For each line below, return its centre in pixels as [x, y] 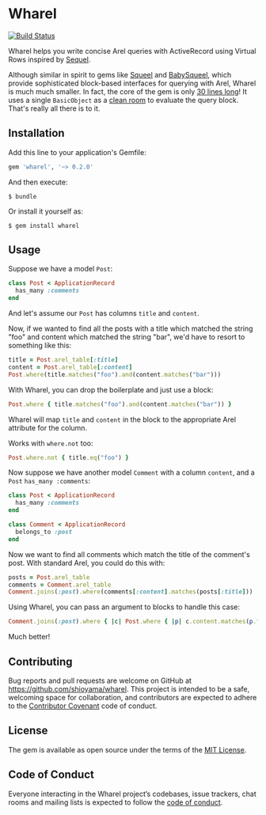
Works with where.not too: [51, 443]
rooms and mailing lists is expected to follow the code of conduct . [116, 802]
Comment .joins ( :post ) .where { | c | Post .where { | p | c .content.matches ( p [131, 622]
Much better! [29, 637]
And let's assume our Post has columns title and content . [104, 313]
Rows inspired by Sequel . [49, 59]
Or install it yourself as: [46, 211]
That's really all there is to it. [54, 108]
